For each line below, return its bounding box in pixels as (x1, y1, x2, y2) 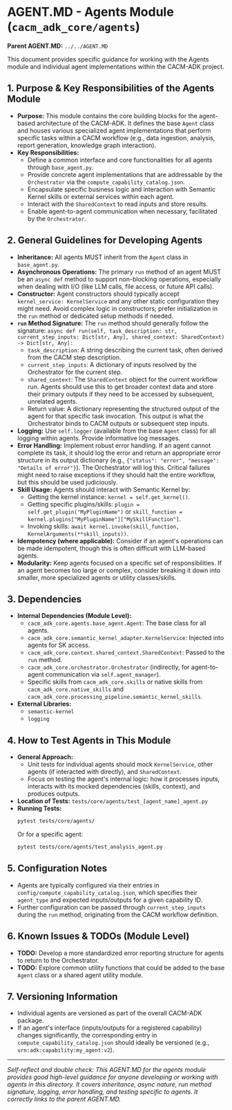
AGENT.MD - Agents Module (7, 4, 174, 20)
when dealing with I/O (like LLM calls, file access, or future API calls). (17, 282, 214, 290)
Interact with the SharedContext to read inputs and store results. (27, 200, 209, 208)
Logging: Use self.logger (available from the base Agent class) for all (17, 426, 216, 435)
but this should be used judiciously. (17, 478, 118, 486)
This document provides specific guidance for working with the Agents (7, 55, 209, 63)
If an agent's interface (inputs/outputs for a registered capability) (17, 1024, 202, 1032)
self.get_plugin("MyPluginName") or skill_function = (27, 507, 183, 516)
